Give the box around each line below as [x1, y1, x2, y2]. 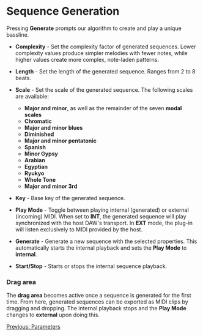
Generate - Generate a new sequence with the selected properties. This [15, 237, 197, 245]
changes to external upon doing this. [6, 311, 100, 319]
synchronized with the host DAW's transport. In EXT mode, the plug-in [15, 219, 193, 226]
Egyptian [24, 163, 48, 170]
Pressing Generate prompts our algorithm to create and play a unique [6, 24, 182, 32]
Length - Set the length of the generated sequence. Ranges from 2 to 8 [15, 67, 196, 75]
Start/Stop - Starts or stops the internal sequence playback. [15, 262, 168, 270]
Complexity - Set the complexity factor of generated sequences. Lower [15, 43, 196, 50]
